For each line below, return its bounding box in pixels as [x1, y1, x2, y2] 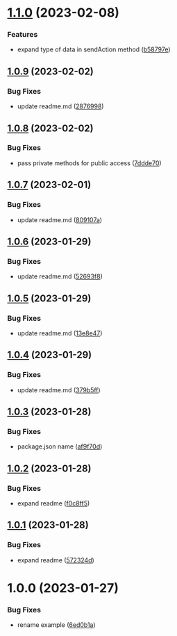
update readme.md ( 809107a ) [17, 215, 103, 224]
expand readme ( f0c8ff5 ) [17, 499, 90, 508]
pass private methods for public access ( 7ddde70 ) [17, 158, 162, 167]
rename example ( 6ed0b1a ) [17, 621, 96, 629]
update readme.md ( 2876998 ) [17, 102, 104, 110]
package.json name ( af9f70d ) [17, 442, 103, 451]
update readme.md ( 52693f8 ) [17, 272, 103, 281]
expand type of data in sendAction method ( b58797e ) [17, 45, 171, 53]
